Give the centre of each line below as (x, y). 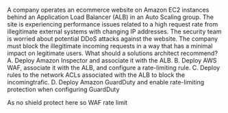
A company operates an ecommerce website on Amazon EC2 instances (108, 10)
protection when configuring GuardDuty (63, 89)
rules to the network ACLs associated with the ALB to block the (96, 75)
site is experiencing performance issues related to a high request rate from (113, 24)
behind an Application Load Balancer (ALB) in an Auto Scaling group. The (111, 17)
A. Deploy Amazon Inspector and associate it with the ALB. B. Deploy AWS (112, 60)
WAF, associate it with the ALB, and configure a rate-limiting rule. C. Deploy (114, 68)
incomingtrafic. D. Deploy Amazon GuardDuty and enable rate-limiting (106, 82)
